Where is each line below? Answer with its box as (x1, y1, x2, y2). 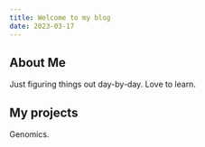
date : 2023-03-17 (9, 22, 75, 31)
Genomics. (9, 129, 50, 140)
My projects (9, 105, 79, 120)
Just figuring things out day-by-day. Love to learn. (9, 78, 197, 90)
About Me (9, 55, 66, 70)
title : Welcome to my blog (9, 13, 111, 23)
